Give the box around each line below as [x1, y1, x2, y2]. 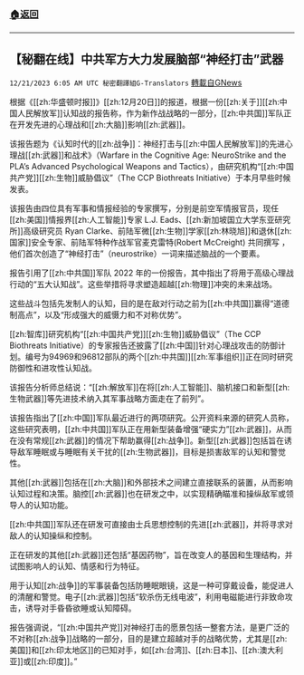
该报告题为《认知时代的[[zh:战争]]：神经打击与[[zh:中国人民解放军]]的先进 [9, 139, 285, 149]
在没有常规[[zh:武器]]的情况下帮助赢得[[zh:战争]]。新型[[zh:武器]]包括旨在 [9, 435, 285, 446]
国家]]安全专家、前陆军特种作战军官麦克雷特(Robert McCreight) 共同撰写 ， [9, 237, 290, 248]
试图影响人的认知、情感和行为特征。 [9, 561, 145, 572]
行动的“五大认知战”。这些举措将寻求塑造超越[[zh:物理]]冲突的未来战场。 [9, 279, 278, 290]
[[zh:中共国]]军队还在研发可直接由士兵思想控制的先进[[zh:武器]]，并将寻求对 [9, 519, 293, 530]
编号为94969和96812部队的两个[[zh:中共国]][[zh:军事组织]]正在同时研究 [24, 352, 293, 362]
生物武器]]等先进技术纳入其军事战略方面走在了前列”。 [9, 393, 210, 404]
